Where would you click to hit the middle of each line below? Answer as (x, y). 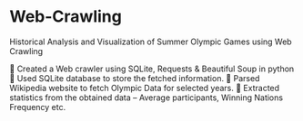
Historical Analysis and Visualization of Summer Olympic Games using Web (151, 42)
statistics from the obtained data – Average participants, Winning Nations (146, 98)
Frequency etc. (38, 107)
